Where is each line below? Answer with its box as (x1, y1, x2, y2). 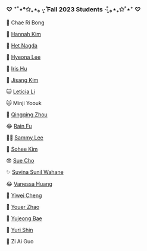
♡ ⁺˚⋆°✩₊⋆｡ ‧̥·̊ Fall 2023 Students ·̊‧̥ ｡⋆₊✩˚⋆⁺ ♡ (6, 5, 141, 13)
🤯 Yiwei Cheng (6, 192, 42, 199)
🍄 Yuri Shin (6, 227, 34, 234)
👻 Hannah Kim (6, 31, 42, 38)
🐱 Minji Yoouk (6, 100, 42, 107)
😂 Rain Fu (6, 123, 32, 130)
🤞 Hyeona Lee (6, 53, 41, 61)
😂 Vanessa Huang (6, 180, 52, 188)
